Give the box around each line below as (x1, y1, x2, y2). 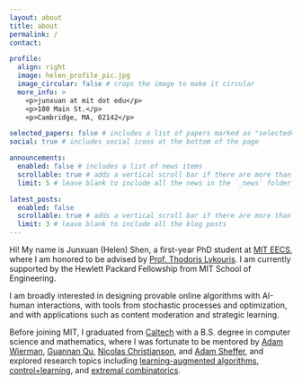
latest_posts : (9, 195, 63, 204)
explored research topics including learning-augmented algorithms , (9, 355, 259, 366)
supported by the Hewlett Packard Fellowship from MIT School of (9, 264, 252, 274)
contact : (9, 38, 42, 48)
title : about (9, 22, 58, 31)
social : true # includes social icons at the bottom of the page (9, 137, 259, 146)
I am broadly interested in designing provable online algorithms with (9, 291, 261, 301)
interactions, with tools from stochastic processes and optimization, (36, 300, 288, 310)
